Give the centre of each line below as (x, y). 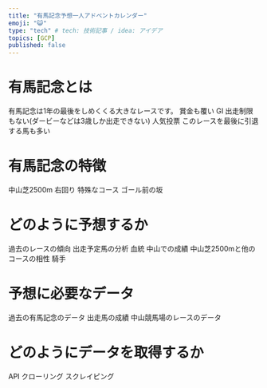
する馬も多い (29, 131)
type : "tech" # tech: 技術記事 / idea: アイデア (86, 30)
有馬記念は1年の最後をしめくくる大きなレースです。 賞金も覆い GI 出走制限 (131, 111)
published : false (37, 46)
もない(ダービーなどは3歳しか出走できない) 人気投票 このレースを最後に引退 (133, 121)
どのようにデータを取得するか (106, 353)
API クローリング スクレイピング (61, 376)
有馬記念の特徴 (57, 166)
